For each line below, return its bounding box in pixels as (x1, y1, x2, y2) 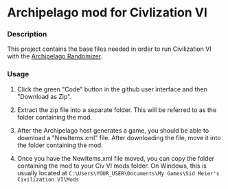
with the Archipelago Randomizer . (7, 52, 103, 60)
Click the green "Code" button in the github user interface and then (16, 85, 207, 93)
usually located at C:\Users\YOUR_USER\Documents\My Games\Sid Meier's (16, 168, 220, 177)
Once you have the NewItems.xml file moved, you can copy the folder (16, 154, 215, 162)
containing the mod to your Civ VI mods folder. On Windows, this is (16, 162, 207, 170)
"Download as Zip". (16, 92, 72, 100)
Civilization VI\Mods (16, 176, 79, 183)
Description (7, 30, 47, 39)
